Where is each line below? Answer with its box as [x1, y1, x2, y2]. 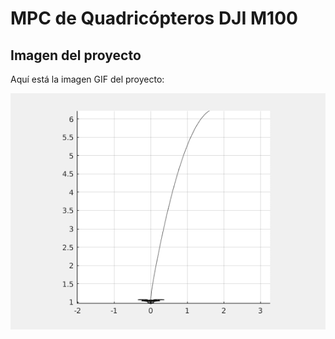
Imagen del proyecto [10, 47, 142, 64]
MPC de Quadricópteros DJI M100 [10, 7, 298, 30]
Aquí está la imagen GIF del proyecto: [10, 73, 165, 85]
